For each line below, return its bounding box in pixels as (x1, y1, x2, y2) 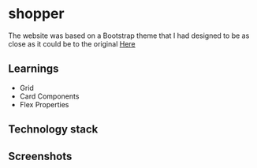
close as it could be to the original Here (8, 39, 136, 48)
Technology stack (8, 123, 99, 136)
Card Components (19, 91, 80, 101)
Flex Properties (19, 99, 69, 109)
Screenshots (8, 149, 73, 162)
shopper (8, 5, 65, 23)
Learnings (8, 62, 59, 76)
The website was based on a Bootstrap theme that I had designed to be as (8, 31, 250, 40)
